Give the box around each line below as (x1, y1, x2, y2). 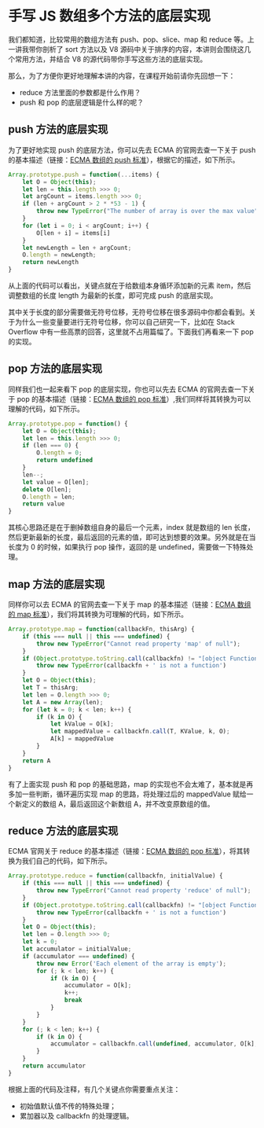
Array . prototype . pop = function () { (8, 420, 128, 428)
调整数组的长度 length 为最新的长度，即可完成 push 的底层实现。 (8, 291, 218, 299)
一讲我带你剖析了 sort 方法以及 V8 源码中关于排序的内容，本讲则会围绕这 (8, 44, 244, 53)
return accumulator (22, 1062, 86, 1070)
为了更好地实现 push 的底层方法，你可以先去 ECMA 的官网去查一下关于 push (8, 145, 256, 154)
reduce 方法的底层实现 (8, 824, 119, 837)
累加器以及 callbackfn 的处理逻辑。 (19, 1111, 134, 1120)
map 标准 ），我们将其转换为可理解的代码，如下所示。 (16, 610, 189, 619)
